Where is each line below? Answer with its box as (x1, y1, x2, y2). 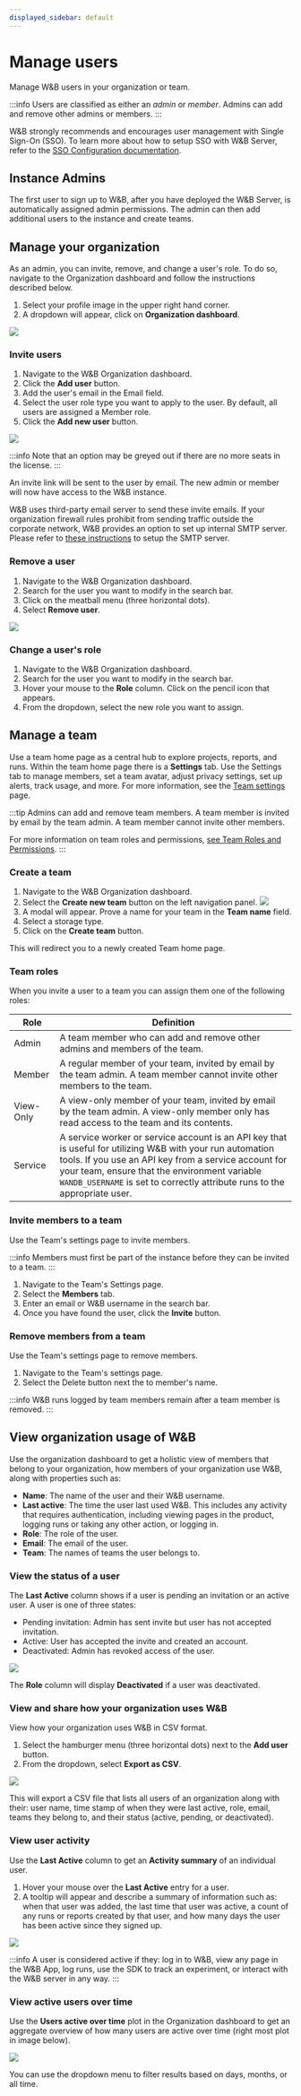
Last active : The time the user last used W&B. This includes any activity (21, 1499, 288, 1511)
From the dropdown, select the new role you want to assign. (21, 702, 245, 713)
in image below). (9, 2035, 71, 2046)
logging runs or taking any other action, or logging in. (21, 1519, 219, 1529)
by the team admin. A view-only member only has (59, 1105, 271, 1118)
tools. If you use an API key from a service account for (59, 1154, 288, 1166)
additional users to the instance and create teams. (9, 213, 194, 224)
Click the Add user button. (21, 378, 121, 389)
